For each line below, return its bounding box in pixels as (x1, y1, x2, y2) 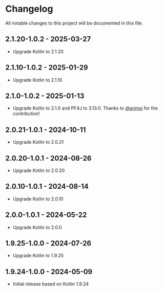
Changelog (5, 3, 53, 15)
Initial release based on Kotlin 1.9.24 (12, 281, 89, 287)
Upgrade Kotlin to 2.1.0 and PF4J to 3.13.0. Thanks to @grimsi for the (12, 105, 158, 111)
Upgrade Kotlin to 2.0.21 (12, 139, 64, 145)
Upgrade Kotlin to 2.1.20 (12, 48, 64, 54)
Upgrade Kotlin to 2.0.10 (12, 195, 64, 202)
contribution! (12, 110, 40, 117)
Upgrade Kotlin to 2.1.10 (12, 77, 63, 83)
